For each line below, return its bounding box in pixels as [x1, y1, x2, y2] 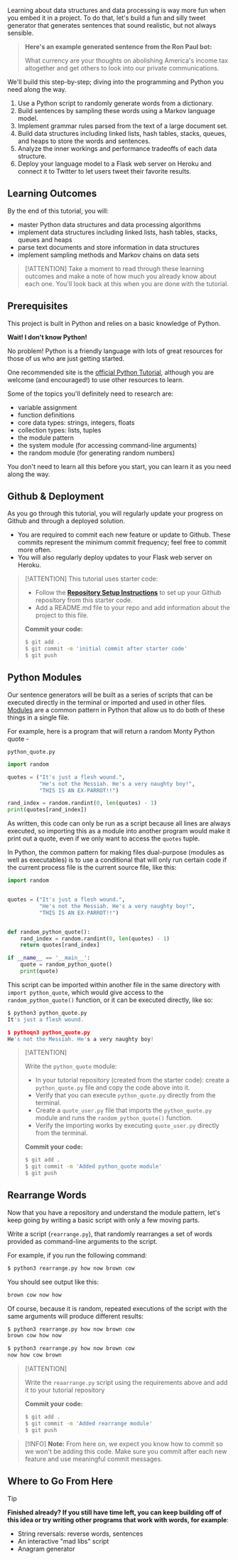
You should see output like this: [7, 1277, 99, 1286]
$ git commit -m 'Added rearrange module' [24, 1420, 153, 1427]
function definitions [17, 411, 75, 419]
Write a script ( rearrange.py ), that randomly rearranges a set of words [7, 1229, 213, 1238]
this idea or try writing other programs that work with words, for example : [7, 1515, 229, 1524]
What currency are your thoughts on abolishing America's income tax [24, 56, 229, 65]
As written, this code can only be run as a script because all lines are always [7, 819, 231, 828]
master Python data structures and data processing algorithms [17, 220, 201, 228]
